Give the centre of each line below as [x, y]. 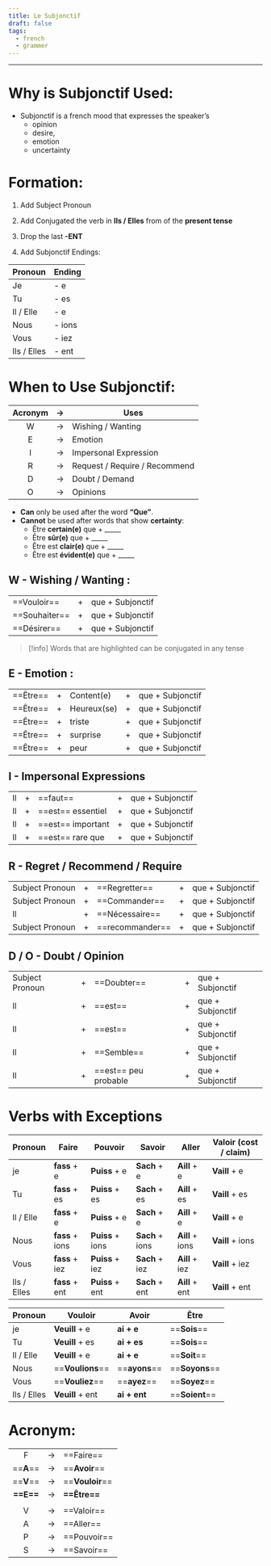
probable [111, 1081]
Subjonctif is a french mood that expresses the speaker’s [115, 116]
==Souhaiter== [41, 615]
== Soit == [188, 1355]
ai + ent [131, 1394]
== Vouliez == [79, 1381]
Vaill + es [230, 1194]
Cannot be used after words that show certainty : [102, 520]
